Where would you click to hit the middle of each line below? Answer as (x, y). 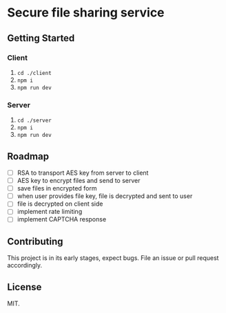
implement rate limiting (50, 212)
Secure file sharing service (86, 13)
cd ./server (34, 121)
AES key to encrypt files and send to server (79, 181)
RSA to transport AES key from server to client (83, 173)
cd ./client (34, 73)
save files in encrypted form (57, 188)
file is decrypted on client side (60, 204)
